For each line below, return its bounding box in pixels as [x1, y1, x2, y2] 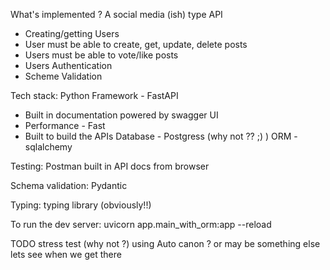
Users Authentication [24, 60, 113, 71]
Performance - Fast [24, 120, 106, 131]
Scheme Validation [24, 70, 103, 82]
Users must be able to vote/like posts [24, 49, 179, 61]
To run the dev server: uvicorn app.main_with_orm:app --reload [10, 219, 272, 230]
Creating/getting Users [24, 28, 120, 39]
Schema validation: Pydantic [10, 180, 128, 191]
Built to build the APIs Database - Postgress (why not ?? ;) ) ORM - [24, 130, 298, 142]
